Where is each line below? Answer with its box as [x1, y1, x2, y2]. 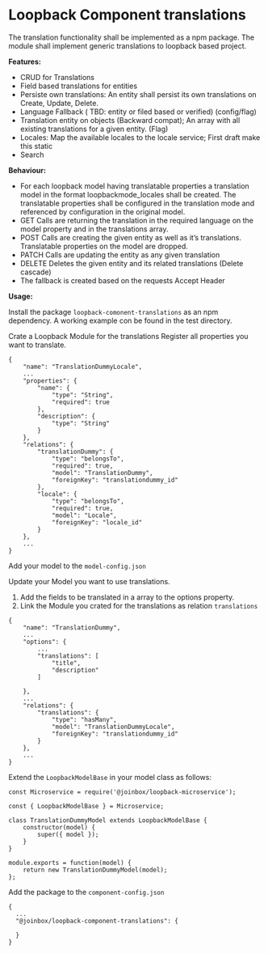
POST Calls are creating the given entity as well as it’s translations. [19, 232, 242, 242]
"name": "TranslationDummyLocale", [23, 363, 143, 371]
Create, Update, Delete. [19, 98, 99, 108]
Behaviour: [8, 165, 47, 175]
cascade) [19, 267, 52, 277]
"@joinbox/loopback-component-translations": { [15, 917, 179, 925]
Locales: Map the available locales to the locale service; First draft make [19, 132, 261, 142]
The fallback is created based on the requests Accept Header [19, 275, 226, 285]
